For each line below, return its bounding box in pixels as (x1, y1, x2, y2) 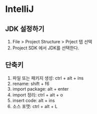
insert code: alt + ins (12, 97, 55, 103)
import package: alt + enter (12, 86, 69, 92)
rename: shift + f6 (12, 81, 49, 87)
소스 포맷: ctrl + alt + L (12, 103, 57, 109)
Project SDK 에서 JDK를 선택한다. (12, 45, 79, 51)
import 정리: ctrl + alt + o (12, 92, 63, 98)
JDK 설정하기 (5, 24, 44, 33)
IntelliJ (5, 3, 34, 15)
